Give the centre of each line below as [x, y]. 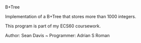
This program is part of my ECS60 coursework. [53, 26]
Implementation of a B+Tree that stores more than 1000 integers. [71, 16]
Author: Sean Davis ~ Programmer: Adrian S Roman [57, 35]
